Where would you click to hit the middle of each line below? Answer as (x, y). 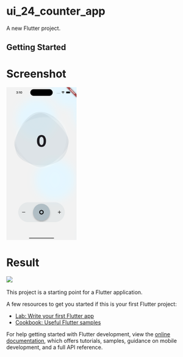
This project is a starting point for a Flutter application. (74, 292)
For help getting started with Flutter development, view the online (88, 334)
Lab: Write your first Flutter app (55, 316)
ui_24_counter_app (56, 11)
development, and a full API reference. (55, 347)
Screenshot (36, 74)
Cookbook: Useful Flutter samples (58, 323)
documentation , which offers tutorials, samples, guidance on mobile (91, 341)
